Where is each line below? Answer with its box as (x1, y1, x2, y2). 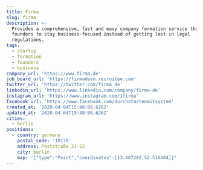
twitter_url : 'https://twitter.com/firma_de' (6, 82, 123, 88)
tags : (6, 43, 20, 49)
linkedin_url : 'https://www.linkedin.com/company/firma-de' (6, 87, 161, 93)
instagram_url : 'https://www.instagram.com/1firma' (6, 93, 139, 99)
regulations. (11, 37, 45, 43)
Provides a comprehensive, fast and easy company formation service (11, 25, 188, 32)
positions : (6, 127, 34, 133)
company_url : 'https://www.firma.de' (6, 71, 101, 77)
